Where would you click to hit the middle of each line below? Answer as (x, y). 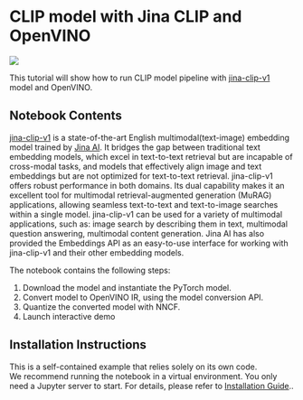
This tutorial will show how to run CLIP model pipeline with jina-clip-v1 (140, 78)
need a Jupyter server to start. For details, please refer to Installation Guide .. (151, 386)
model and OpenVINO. (51, 87)
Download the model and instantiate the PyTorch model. (127, 287)
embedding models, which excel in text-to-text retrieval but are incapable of (151, 156)
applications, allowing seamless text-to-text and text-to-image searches (144, 204)
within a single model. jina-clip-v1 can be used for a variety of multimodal (146, 214)
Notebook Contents (66, 116)
